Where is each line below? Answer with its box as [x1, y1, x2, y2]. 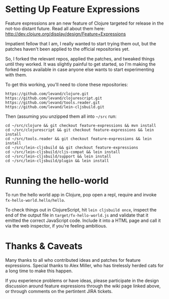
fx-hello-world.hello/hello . [5, 197, 65, 203]
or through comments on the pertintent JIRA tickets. [5, 288, 113, 294]
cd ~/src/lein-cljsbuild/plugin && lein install [5, 158, 109, 163]
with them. [5, 71, 27, 78]
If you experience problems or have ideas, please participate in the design [5, 277, 159, 283]
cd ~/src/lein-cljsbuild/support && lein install [5, 154, 112, 159]
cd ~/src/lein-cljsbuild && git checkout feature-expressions [5, 145, 138, 150]
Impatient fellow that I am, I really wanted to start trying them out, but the [5, 40, 156, 46]
